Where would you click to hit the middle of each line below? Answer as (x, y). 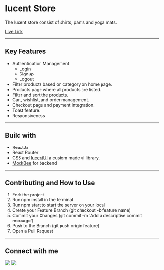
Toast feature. (26, 110)
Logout (27, 79)
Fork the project (28, 195)
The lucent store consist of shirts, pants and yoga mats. (61, 22)
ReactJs (20, 147)
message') (23, 221)
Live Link (14, 31)
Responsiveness (29, 115)
